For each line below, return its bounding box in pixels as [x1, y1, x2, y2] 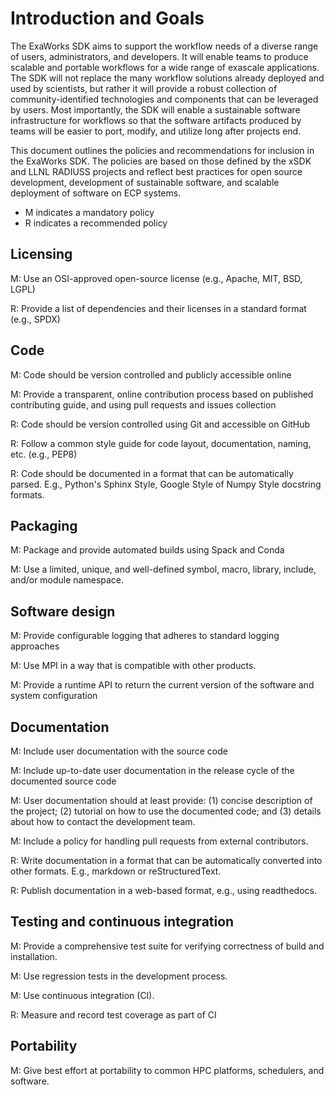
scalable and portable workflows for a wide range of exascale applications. [10, 61, 320, 73]
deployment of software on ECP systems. [10, 187, 182, 199]
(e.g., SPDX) [10, 313, 61, 325]
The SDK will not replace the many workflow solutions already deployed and [10, 72, 325, 84]
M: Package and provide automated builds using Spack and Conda [10, 544, 285, 556]
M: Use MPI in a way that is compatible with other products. [10, 660, 257, 672]
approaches [10, 640, 60, 652]
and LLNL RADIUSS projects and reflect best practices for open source [10, 165, 303, 177]
